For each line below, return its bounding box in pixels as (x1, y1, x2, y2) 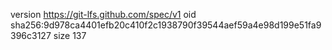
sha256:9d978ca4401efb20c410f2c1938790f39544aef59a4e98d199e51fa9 (10, 19, 322, 31)
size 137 (53, 30, 87, 41)
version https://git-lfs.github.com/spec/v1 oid (10, 9, 197, 20)
